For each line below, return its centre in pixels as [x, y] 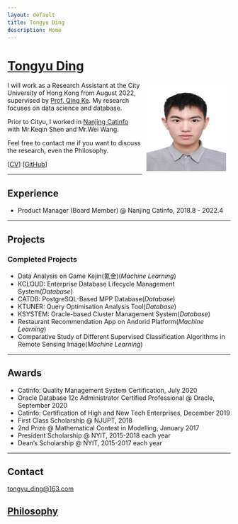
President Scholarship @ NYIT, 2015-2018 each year [94, 435]
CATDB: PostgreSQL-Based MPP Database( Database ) [96, 299]
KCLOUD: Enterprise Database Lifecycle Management [96, 284]
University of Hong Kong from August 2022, [72, 93]
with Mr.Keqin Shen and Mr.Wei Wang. [63, 129]
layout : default [31, 15]
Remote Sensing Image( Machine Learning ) [80, 344]
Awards [25, 373]
